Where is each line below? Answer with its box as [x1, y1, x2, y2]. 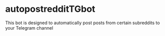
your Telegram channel [5, 25, 53, 31]
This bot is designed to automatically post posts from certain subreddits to [5, 20, 160, 26]
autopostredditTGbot [5, 3, 96, 15]
